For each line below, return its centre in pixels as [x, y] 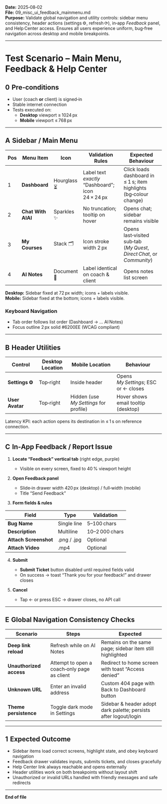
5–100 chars [102, 523]
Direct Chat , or [140, 254]
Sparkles [64, 211]
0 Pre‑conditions [32, 87]
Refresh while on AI [73, 645]
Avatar [16, 406]
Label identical [100, 268]
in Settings [63, 713]
